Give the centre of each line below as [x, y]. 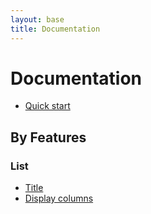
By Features [48, 137]
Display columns [59, 198]
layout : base [37, 19]
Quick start [47, 106]
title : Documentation [55, 29]
